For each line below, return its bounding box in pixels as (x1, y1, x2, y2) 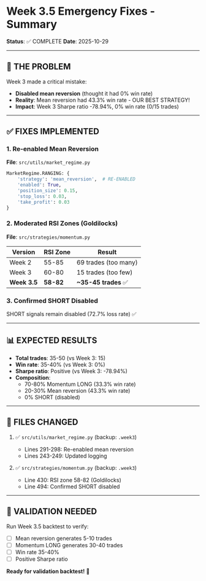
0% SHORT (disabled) (24, 393, 81, 401)
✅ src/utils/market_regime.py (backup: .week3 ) (15, 433, 137, 441)
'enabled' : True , (17, 182, 62, 188)
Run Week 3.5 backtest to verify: (6, 523, 89, 530)
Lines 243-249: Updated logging (24, 452, 107, 460)
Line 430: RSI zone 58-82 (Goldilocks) (24, 476, 121, 483)
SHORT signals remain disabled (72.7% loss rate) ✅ (6, 310, 137, 318)
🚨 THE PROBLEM (6, 61, 71, 72)
